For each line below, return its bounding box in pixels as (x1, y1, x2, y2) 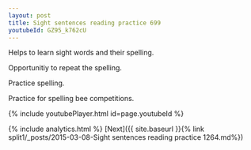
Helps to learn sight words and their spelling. (8, 48, 154, 58)
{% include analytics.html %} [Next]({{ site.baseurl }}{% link (8, 124, 204, 134)
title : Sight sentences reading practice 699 (8, 19, 161, 27)
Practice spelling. (8, 78, 65, 88)
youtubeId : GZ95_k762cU (8, 26, 87, 34)
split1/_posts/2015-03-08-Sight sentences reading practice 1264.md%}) (8, 133, 244, 142)
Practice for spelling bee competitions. (8, 94, 135, 103)
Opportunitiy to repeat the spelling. (8, 63, 123, 73)
